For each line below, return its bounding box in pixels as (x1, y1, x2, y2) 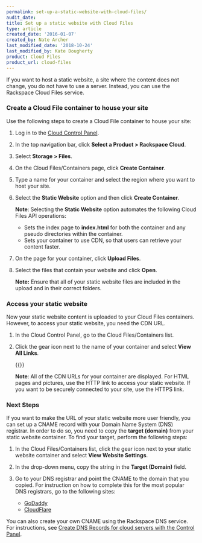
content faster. (24, 243, 60, 250)
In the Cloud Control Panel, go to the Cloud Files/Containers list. (14, 331, 174, 338)
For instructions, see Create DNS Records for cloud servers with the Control (6, 524, 195, 532)
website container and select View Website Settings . (14, 452, 148, 459)
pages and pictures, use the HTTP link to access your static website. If (14, 379, 191, 387)
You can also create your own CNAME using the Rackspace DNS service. (6, 518, 189, 525)
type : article (6, 25, 42, 32)
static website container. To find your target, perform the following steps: (6, 434, 188, 441)
